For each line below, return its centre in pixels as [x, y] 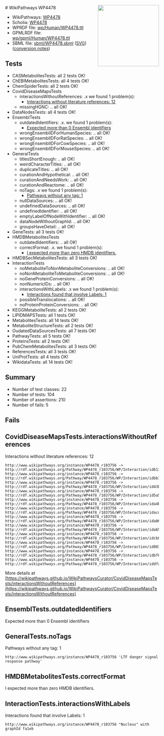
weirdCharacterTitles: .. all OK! [50, 164]
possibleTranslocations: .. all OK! [52, 299]
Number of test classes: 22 [39, 389]
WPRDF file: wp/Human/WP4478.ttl [48, 27]
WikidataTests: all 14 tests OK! [42, 362]
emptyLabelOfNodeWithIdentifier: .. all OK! [62, 216]
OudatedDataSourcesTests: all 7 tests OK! [54, 331]
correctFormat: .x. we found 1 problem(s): [61, 247]
